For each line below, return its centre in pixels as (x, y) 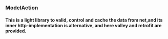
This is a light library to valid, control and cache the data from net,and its (84, 20)
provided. (16, 31)
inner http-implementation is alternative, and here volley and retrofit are (83, 25)
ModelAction (22, 8)
